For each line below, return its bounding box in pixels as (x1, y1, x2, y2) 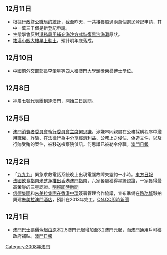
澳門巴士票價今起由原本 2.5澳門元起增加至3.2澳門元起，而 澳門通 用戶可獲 (12, 227, 162, 233)
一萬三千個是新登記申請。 (17, 25, 70, 31)
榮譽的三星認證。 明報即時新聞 (17, 184, 79, 190)
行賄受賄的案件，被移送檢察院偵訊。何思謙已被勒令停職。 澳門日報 (12, 141, 149, 147)
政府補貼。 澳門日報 (12, 233, 53, 239)
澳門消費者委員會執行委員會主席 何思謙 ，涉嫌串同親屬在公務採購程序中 (12, 129, 158, 135)
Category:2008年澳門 (5, 243, 50, 249)
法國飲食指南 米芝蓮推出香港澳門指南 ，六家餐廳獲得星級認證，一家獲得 (12, 178, 158, 184)
